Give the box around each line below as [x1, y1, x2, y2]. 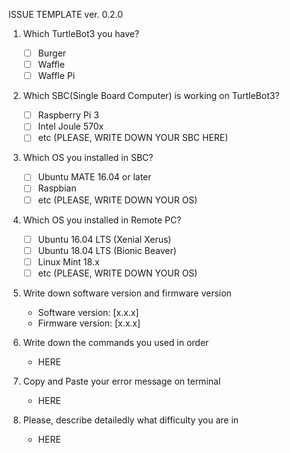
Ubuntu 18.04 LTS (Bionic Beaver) [37, 244, 177, 256]
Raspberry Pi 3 [37, 109, 100, 121]
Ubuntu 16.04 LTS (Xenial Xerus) [37, 233, 172, 245]
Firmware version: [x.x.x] [37, 317, 141, 329]
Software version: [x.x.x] [37, 306, 140, 318]
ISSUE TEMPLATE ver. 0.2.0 [8, 9, 123, 20]
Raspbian [37, 182, 77, 194]
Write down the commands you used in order [22, 336, 210, 348]
